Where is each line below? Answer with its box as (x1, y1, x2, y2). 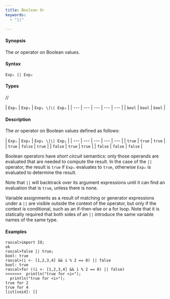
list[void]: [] (5, 289, 38, 295)
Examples (5, 228, 27, 235)
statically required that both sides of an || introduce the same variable (5, 212, 154, 218)
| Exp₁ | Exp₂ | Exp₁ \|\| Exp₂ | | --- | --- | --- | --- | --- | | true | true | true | (5, 137, 165, 144)
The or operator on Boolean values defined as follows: (5, 128, 120, 134)
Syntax (5, 61, 21, 67)
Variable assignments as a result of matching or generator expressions (5, 195, 155, 201)
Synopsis (5, 37, 26, 44)
